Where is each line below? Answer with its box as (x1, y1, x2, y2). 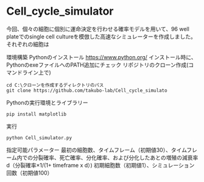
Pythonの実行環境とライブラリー (6, 99, 88, 106)
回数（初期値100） (6, 169, 53, 177)
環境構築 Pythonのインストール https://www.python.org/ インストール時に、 (6, 53, 197, 60)
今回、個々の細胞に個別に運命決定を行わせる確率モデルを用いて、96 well (6, 25, 190, 32)
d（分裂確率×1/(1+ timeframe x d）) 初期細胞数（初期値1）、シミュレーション (6, 161, 195, 169)
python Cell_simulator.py (6, 134, 72, 141)
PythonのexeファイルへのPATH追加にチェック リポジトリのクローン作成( (6, 61, 189, 68)
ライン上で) (22, 68, 52, 76)
